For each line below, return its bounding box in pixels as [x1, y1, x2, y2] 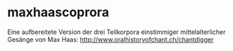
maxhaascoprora [7, 4, 109, 21]
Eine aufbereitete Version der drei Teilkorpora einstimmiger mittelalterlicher [7, 28, 226, 36]
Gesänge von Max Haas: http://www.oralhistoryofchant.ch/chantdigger [7, 35, 214, 43]
